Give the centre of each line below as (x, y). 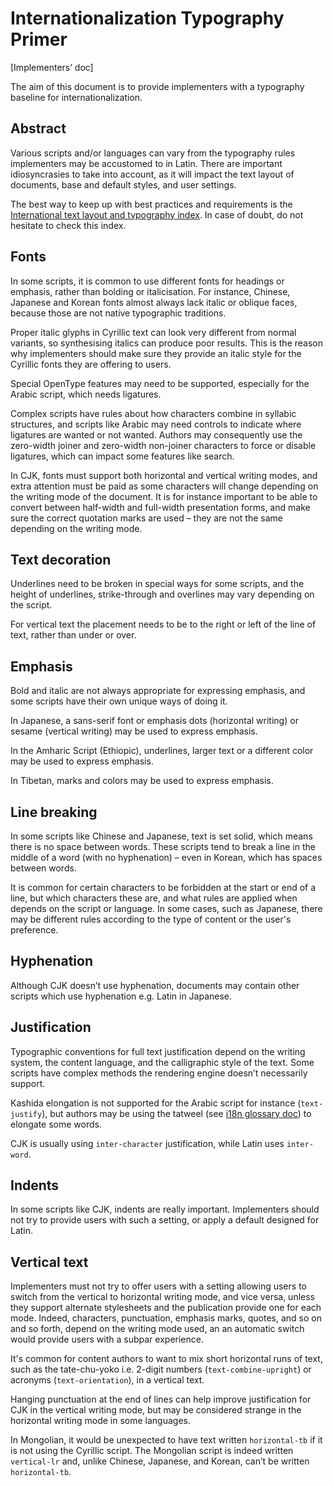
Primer (39, 39)
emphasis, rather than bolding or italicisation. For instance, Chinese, (150, 291)
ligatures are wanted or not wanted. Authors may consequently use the (156, 434)
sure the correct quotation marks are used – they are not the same (146, 518)
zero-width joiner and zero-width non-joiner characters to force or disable (163, 445)
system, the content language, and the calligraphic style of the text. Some (162, 1062)
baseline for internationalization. (76, 97)
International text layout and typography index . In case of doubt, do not (157, 214)
